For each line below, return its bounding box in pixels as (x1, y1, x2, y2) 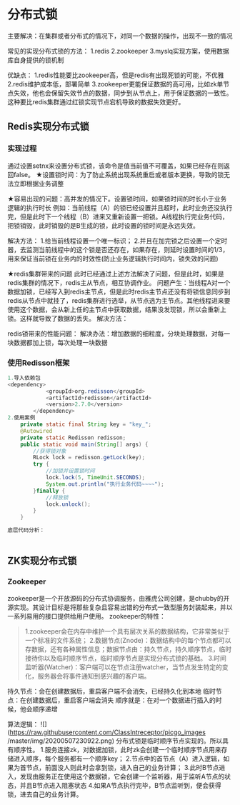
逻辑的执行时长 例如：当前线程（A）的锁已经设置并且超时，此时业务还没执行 (7, 203, 233, 211)
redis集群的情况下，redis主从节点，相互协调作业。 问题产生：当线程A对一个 (7, 278, 231, 286)
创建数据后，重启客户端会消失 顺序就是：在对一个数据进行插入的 (26, 696, 216, 704)
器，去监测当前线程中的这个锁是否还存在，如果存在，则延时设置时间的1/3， (7, 245, 229, 254)
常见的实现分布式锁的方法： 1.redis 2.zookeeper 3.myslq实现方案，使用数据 (7, 46, 230, 55)
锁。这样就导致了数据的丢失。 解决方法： (7, 314, 129, 322)
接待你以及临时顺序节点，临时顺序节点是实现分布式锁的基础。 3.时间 (24, 654, 227, 662)
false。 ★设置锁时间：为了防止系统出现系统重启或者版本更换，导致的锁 (13, 170, 224, 179)
